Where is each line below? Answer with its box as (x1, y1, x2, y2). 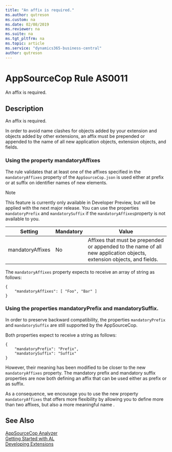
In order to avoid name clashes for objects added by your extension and (5, 128, 157, 134)
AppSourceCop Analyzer (5, 430, 58, 436)
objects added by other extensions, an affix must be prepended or (5, 133, 145, 139)
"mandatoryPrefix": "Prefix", (14, 346, 79, 352)
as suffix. (5, 380, 25, 387)
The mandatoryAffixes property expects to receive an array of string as (5, 269, 155, 275)
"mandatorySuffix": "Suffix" (14, 351, 77, 356)
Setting (20, 228, 38, 235)
